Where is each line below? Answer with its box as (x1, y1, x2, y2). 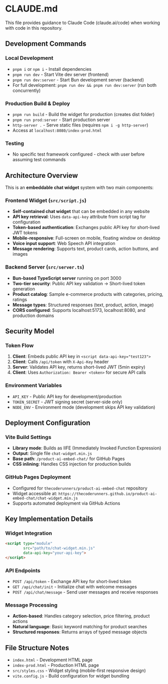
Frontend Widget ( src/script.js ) (5, 197, 87, 204)
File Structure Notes (5, 643, 69, 652)
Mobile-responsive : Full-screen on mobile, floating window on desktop (12, 235, 160, 241)
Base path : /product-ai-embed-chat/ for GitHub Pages (12, 455, 125, 462)
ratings (12, 296, 28, 302)
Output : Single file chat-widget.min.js (12, 450, 92, 457)
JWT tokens (12, 230, 38, 236)
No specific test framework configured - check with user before (12, 151, 145, 157)
